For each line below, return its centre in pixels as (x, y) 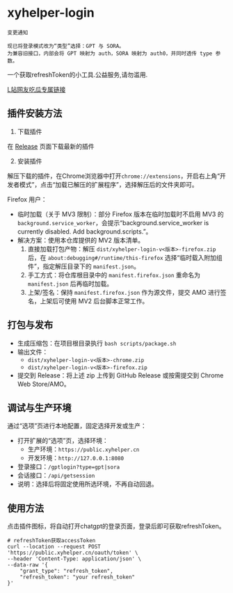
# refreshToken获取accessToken (51, 541)
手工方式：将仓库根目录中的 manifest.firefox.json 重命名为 (114, 275)
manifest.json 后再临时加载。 (70, 284)
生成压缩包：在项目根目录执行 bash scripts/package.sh (97, 343)
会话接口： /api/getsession (56, 476)
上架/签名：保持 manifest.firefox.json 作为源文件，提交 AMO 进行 (124, 292)
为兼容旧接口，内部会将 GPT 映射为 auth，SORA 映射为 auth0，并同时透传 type (110, 54)
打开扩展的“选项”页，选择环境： (63, 441)
